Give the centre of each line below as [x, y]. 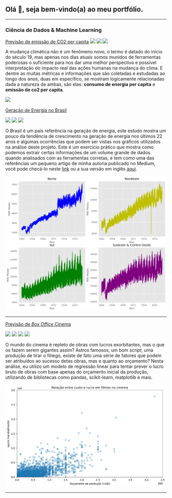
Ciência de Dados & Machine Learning [53, 30]
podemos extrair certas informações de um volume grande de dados [78, 153]
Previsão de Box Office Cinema [38, 324]
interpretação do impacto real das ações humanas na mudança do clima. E [84, 68]
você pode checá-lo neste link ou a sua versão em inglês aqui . [71, 169]
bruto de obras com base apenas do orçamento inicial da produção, [77, 371]
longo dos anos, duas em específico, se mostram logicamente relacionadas [85, 79]
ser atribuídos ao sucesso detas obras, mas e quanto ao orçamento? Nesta [84, 361]
